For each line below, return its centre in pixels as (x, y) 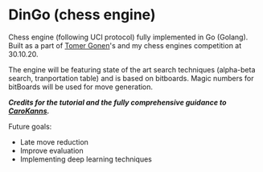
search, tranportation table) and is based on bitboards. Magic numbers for (131, 78)
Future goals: (30, 126)
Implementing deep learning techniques (86, 159)
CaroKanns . (29, 111)
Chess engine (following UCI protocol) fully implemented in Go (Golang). (128, 37)
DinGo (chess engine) (82, 15)
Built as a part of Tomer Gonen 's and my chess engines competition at (125, 45)
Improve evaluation (51, 150)
